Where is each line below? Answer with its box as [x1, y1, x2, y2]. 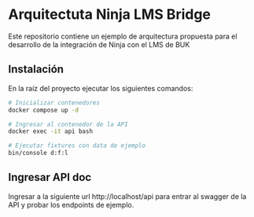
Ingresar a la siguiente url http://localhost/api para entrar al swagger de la [8, 191, 247, 201]
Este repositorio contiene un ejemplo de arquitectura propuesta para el [8, 31, 237, 41]
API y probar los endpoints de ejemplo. [8, 200, 134, 209]
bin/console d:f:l [8, 149, 68, 157]
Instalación [8, 63, 64, 76]
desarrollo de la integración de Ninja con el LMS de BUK [8, 39, 190, 49]
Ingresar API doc [8, 171, 92, 184]
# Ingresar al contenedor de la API [8, 120, 128, 128]
